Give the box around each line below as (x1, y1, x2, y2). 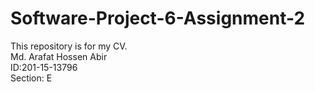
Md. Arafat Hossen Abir (10, 50, 108, 62)
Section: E (10, 72, 53, 84)
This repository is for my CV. (10, 40, 128, 52)
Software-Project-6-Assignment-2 (10, 7, 306, 30)
